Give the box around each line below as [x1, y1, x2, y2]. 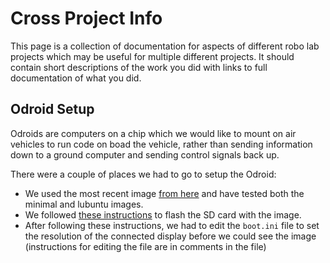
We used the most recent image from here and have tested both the [24, 187, 305, 199]
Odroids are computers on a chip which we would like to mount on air [10, 127, 297, 139]
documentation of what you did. [10, 72, 142, 84]
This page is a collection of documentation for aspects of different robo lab [10, 40, 320, 52]
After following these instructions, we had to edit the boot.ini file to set [24, 219, 320, 231]
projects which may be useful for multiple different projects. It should [10, 50, 295, 62]
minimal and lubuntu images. [24, 198, 144, 210]
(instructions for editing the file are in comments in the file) [24, 240, 267, 252]
